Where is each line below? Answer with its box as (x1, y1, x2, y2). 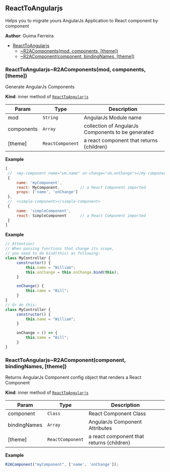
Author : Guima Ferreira (5, 32, 54, 38)
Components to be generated (83, 129, 154, 136)
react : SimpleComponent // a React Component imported (16, 213, 146, 218)
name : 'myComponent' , (16, 180, 62, 185)
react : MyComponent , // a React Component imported (16, 185, 146, 190)
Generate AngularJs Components (5, 84, 75, 90)
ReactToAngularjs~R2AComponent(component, (5, 357, 126, 364)
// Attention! (5, 242, 35, 247)
